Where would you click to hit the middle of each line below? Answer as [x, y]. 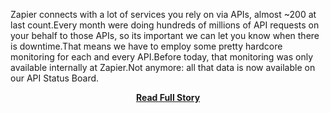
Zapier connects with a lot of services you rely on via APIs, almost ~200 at [163, 14]
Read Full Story [168, 97]
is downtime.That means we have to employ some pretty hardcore [146, 46]
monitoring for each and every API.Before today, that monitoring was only [162, 57]
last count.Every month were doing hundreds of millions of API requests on [165, 25]
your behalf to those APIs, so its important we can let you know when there [165, 35]
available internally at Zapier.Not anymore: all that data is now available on [163, 67]
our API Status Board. [55, 78]
